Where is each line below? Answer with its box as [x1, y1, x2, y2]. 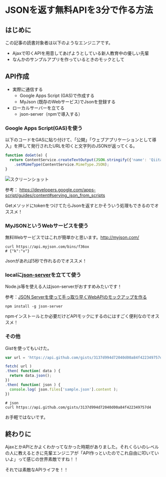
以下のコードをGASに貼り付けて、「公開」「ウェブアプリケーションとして [5, 137, 152, 143]
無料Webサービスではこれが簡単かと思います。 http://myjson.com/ [5, 234, 139, 240]
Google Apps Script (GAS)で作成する [19, 92, 95, 98]
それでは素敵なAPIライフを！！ [5, 467, 68, 473]
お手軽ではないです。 [5, 414, 48, 420]
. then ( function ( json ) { [5, 382, 61, 387]
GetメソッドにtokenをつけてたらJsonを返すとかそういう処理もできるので [5, 202, 155, 208]
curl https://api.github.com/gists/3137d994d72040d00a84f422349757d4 [5, 405, 152, 410]
